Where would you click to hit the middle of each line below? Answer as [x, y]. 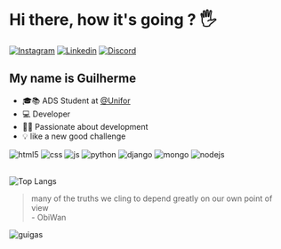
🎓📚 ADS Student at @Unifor [76, 100]
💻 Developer [46, 114]
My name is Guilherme [72, 79]
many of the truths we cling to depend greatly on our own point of [152, 198]
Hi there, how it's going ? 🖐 [113, 20]
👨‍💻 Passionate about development [85, 126]
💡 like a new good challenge [74, 136]
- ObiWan [48, 218]
